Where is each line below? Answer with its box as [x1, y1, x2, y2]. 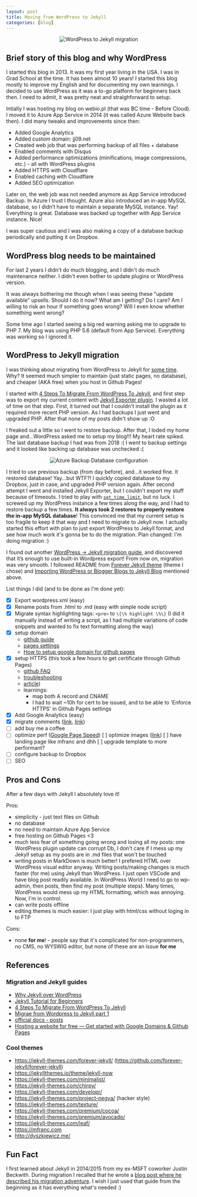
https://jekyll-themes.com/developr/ [14, 1088, 102, 1095]
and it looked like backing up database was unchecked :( [6, 445, 144, 452]
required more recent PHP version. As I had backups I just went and [6, 409, 171, 416]
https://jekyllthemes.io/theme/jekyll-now [14, 1069, 113, 1077]
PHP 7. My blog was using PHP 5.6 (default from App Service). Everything [6, 327, 185, 334]
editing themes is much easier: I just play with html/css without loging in [14, 908, 189, 915]
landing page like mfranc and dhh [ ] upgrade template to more [14, 738, 168, 745]
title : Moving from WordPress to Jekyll [6, 14, 107, 20]
